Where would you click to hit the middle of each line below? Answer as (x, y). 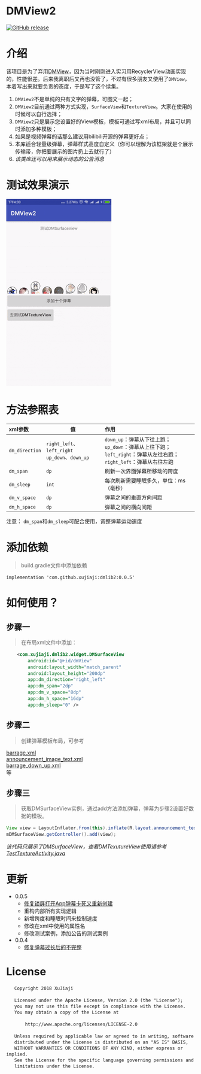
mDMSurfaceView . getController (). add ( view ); (61, 835)
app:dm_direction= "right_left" (67, 680)
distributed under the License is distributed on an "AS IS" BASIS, (101, 1042)
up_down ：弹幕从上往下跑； (138, 446)
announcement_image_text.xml (45, 759)
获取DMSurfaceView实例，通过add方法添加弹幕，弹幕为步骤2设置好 (105, 808)
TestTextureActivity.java (36, 853)
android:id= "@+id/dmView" (60, 661)
